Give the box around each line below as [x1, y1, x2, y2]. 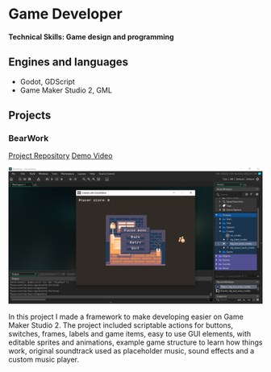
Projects [8, 108, 52, 122]
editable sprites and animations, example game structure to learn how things [8, 337, 264, 347]
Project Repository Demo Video [8, 151, 113, 161]
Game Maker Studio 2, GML [19, 85, 113, 95]
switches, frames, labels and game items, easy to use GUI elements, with [8, 329, 252, 338]
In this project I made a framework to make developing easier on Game [8, 312, 244, 321]
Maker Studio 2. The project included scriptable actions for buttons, [8, 320, 234, 330]
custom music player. [8, 354, 79, 364]
